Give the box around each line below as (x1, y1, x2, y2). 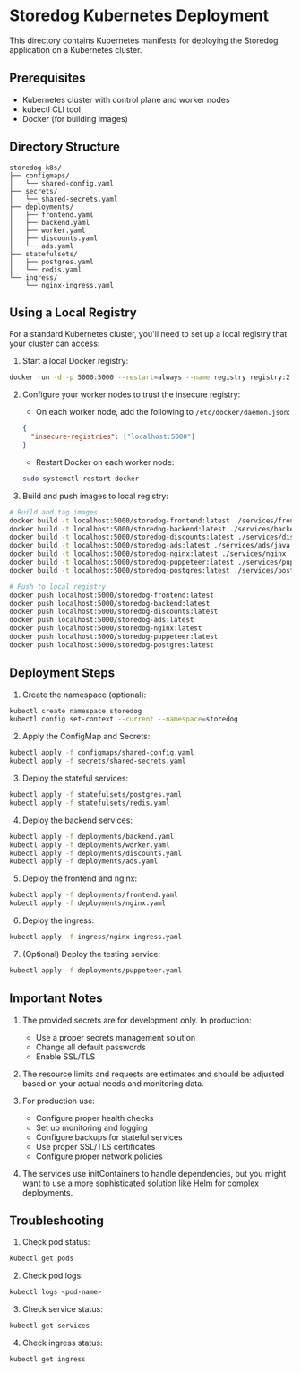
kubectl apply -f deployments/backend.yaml (9, 832, 175, 841)
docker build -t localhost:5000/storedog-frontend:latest (9, 516, 230, 525)
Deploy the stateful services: (21, 773, 129, 784)
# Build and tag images (9, 507, 99, 516)
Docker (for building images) (21, 113, 128, 124)
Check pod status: (21, 1237, 90, 1248)
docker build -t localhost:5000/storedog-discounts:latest (9, 532, 235, 542)
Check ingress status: (21, 1337, 103, 1349)
